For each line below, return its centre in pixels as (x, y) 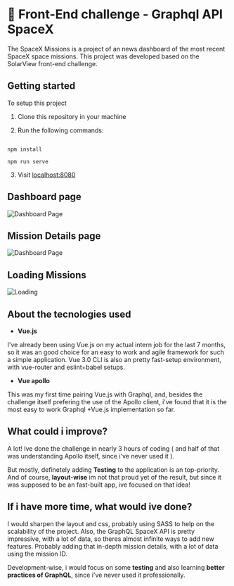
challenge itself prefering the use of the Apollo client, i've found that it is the (117, 402)
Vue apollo (34, 381)
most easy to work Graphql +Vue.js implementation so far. (91, 409)
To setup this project (37, 103)
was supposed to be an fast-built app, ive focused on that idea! (99, 485)
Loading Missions (47, 275)
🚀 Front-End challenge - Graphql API (115, 14)
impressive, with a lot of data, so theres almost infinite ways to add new (111, 539)
